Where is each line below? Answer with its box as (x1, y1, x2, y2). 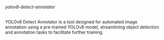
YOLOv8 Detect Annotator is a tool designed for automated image (5, 19, 138, 25)
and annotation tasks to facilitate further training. (5, 29, 104, 35)
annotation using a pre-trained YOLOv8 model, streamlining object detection (5, 24, 159, 30)
